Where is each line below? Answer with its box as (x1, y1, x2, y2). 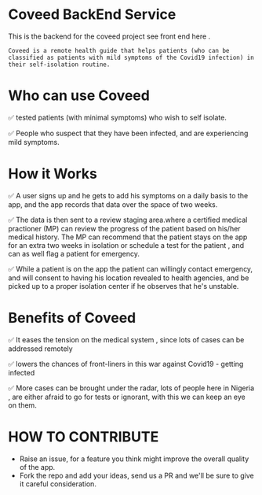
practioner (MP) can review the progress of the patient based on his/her (8, 223, 241, 233)
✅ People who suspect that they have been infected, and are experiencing (8, 128, 249, 138)
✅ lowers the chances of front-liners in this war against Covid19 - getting (8, 359, 244, 368)
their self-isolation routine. (8, 61, 111, 68)
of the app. (19, 462, 56, 471)
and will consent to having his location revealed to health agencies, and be (8, 273, 249, 283)
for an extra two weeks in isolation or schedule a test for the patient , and (8, 240, 245, 249)
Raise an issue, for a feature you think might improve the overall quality (19, 454, 249, 464)
